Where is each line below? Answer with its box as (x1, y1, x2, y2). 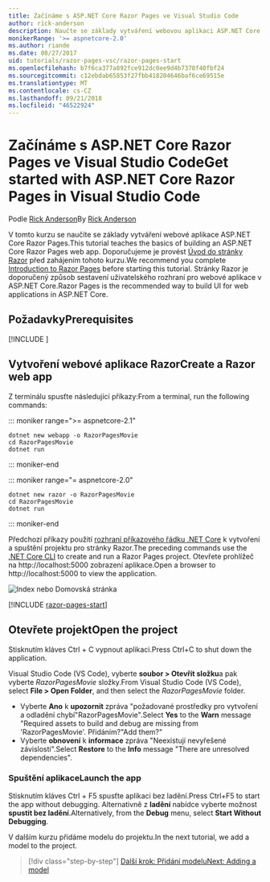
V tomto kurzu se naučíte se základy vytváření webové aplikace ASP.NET (8, 230, 251, 240)
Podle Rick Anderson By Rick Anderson (8, 214, 137, 224)
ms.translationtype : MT (8, 79, 88, 87)
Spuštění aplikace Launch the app (8, 773, 142, 784)
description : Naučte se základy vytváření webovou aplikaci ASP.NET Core (8, 27, 261, 35)
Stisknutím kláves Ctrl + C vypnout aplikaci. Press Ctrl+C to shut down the (8, 645, 252, 654)
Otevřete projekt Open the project (8, 623, 178, 637)
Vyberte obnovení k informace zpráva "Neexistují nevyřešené (19, 736, 227, 745)
